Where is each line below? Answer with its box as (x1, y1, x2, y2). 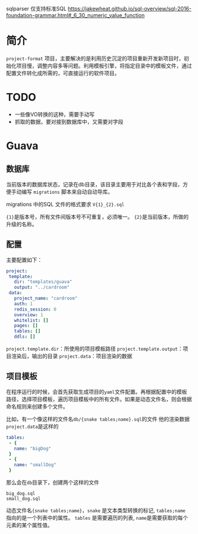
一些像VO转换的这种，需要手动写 (14, 111, 95, 118)
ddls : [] (14, 334, 35, 340)
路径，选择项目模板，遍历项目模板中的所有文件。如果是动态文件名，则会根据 (6, 395, 192, 403)
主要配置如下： (6, 256, 42, 263)
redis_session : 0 (14, 306, 57, 312)
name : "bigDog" (14, 446, 51, 451)
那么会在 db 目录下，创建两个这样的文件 (6, 479, 100, 486)
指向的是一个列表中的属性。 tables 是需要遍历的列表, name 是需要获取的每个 (6, 515, 189, 521)
